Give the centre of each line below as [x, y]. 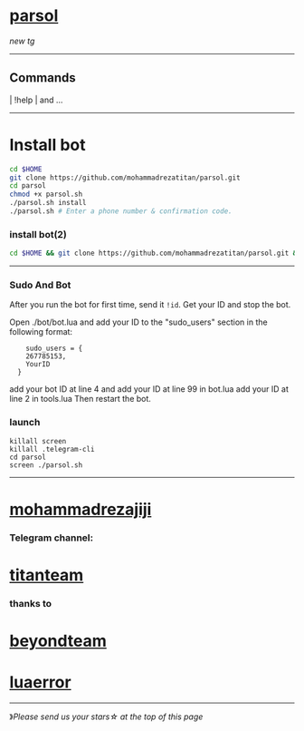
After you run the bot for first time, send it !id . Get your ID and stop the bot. [150, 305]
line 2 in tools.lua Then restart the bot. [81, 399]
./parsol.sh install [48, 203]
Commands [43, 78]
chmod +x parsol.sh [46, 195]
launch [25, 423]
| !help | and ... [36, 100]
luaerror [40, 682]
